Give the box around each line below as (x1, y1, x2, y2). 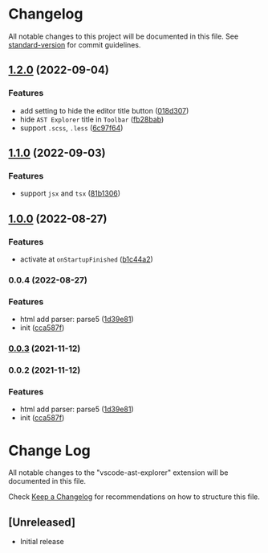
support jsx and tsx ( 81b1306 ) (19, 188, 121, 198)
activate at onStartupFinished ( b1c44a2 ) (19, 254, 154, 264)
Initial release (19, 537, 64, 547)
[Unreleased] (8, 515, 76, 529)
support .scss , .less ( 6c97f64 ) (19, 122, 124, 133)
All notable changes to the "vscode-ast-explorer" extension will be (8, 468, 229, 477)
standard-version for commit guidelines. (8, 39, 141, 49)
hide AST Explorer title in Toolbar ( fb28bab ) (19, 114, 164, 124)
